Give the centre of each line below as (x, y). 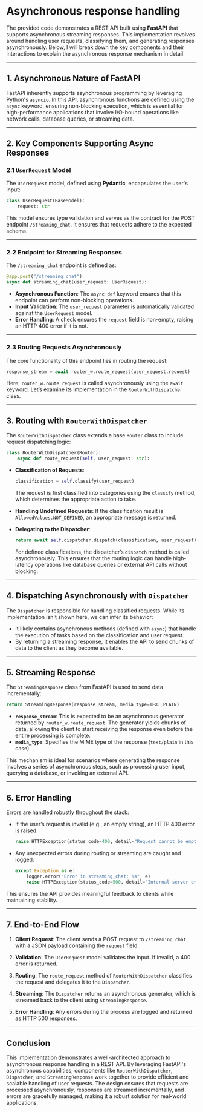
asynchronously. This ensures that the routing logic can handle (93, 558)
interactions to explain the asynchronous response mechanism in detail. (96, 53)
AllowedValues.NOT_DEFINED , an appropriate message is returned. (96, 517)
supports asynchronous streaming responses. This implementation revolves (101, 34)
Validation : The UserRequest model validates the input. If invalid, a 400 (103, 958)
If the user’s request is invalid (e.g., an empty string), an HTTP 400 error (105, 824)
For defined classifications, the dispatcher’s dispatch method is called (102, 552)
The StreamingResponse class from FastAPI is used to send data (85, 687)
